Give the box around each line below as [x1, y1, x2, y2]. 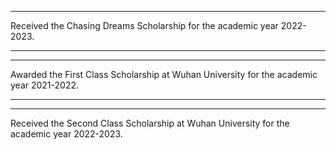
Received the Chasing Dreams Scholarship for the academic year [10, 20, 279, 31]
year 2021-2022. [10, 79, 80, 91]
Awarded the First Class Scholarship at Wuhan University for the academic [10, 69, 318, 80]
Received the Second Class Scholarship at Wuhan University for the [10, 117, 290, 129]
